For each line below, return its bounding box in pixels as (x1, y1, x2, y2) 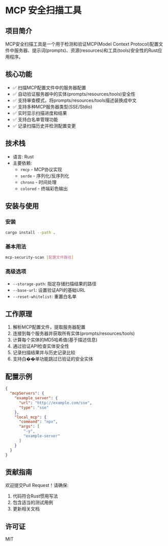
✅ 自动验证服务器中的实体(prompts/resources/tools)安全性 (12, 91, 136, 97)
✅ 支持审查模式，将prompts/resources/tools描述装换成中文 (12, 97, 137, 103)
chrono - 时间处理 (20, 179, 57, 185)
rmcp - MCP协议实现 (20, 166, 63, 172)
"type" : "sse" (18, 405, 49, 410)
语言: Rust (12, 153, 34, 159)
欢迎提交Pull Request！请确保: (5, 482, 69, 488)
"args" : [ (18, 424, 40, 429)
